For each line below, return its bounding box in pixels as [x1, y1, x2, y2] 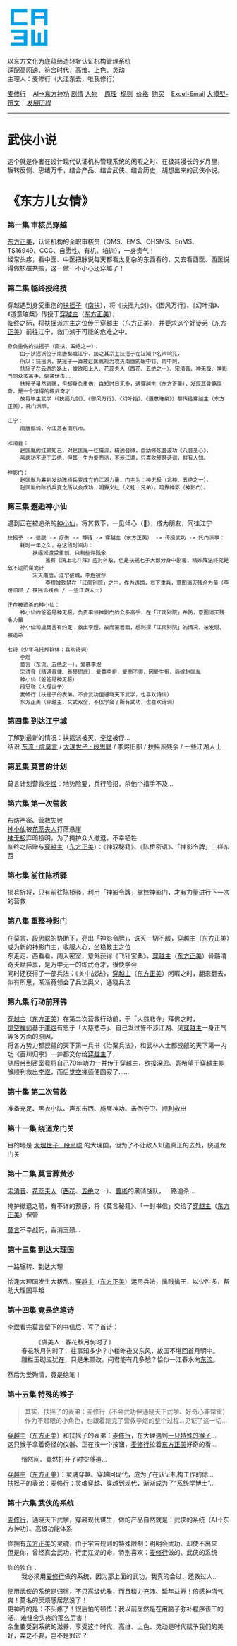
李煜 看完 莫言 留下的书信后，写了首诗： [7, 1323, 119, 1331]
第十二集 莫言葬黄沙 [7, 1169, 75, 1179]
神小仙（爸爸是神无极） [20, 676, 78, 684]
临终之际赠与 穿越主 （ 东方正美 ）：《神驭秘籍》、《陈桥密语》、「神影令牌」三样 [7, 842, 224, 851]
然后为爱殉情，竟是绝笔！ [7, 1371, 82, 1379]
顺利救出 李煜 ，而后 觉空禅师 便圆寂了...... [13, 1067, 130, 1075]
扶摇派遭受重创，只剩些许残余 [32, 549, 107, 556]
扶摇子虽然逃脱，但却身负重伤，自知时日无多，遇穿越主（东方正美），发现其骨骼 [20, 380, 217, 387]
